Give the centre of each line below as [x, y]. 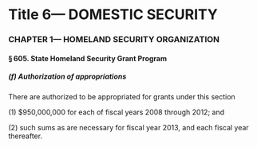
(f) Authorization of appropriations [67, 76]
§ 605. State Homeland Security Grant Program [88, 58]
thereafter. [25, 136]
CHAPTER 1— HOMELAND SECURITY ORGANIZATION [114, 40]
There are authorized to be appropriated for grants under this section [122, 96]
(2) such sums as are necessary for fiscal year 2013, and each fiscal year [128, 127]
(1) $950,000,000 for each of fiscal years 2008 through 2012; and [117, 112]
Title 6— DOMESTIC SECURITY [113, 15]
